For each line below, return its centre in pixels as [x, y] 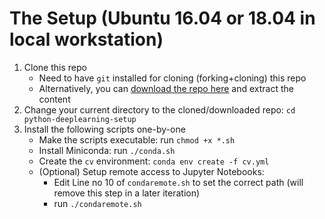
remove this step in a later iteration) [127, 193]
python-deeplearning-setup [80, 119]
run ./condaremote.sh [97, 203]
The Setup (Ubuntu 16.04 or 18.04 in [162, 18]
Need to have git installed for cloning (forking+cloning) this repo [172, 78]
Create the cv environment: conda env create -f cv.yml [154, 161]
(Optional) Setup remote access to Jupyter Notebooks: [151, 171]
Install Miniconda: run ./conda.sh [107, 150]
